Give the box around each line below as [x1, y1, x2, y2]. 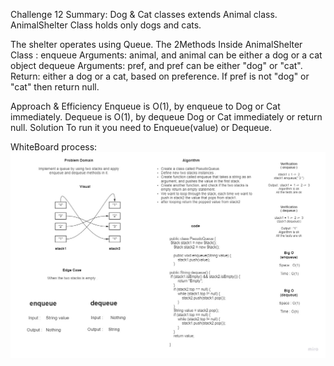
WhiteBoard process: [10, 141, 98, 153]
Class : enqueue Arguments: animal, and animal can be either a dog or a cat [10, 49, 323, 61]
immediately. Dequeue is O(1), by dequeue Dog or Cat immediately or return [10, 111, 323, 123]
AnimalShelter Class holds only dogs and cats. [10, 19, 202, 31]
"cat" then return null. [10, 81, 100, 93]
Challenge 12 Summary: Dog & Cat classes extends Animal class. [10, 9, 278, 20]
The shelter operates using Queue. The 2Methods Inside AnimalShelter [10, 39, 303, 50]
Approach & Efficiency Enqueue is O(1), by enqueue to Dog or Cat [10, 100, 281, 112]
